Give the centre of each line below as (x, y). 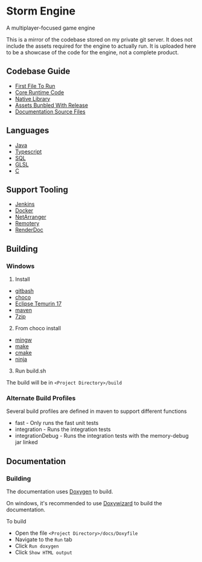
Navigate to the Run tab (43, 540)
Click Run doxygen (37, 546)
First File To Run (35, 86)
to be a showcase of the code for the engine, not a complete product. (93, 52)
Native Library (33, 98)
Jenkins (25, 204)
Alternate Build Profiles (41, 398)
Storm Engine (41, 11)
